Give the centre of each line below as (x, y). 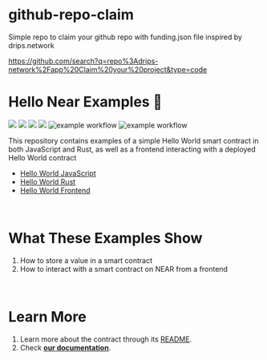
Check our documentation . (65, 347)
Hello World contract (42, 157)
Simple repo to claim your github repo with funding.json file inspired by (125, 37)
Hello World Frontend (55, 190)
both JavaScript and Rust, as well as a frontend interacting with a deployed (132, 149)
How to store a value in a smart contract (86, 260)
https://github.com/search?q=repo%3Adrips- (83, 61)
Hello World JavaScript (58, 173)
